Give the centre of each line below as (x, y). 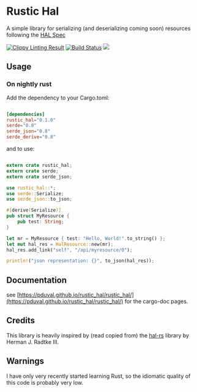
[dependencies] (26, 114)
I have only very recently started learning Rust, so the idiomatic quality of (98, 376)
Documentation (37, 280)
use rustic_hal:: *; (31, 188)
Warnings (25, 361)
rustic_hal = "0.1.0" (31, 120)
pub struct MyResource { (38, 216)
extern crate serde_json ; (39, 177)
